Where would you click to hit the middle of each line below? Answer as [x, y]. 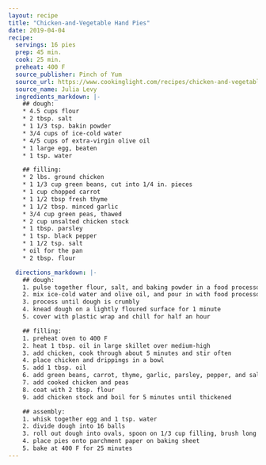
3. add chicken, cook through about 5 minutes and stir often [127, 353]
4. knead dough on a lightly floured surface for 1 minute [122, 310]
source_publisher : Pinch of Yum [69, 74]
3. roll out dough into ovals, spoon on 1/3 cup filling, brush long [140, 434]
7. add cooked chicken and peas [76, 383]
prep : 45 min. [38, 52]
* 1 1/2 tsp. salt [53, 244]
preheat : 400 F [40, 67]
